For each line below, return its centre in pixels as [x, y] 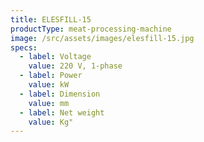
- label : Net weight [62, 112]
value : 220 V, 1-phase [75, 66]
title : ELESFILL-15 [51, 19]
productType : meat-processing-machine [91, 29]
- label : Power [51, 76]
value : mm [49, 103]
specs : [24, 47]
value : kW [49, 85]
